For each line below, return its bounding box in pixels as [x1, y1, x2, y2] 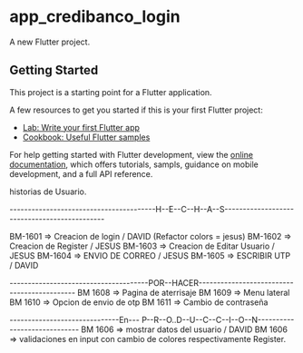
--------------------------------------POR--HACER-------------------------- [9, 277, 294, 288]
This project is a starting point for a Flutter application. [9, 86, 212, 97]
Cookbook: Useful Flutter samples [22, 132, 151, 142]
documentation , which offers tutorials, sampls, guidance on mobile [9, 159, 259, 170]
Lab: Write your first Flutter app [22, 122, 141, 132]
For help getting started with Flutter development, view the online [9, 149, 254, 160]
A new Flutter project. [9, 36, 91, 47]
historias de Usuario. [9, 186, 87, 197]
